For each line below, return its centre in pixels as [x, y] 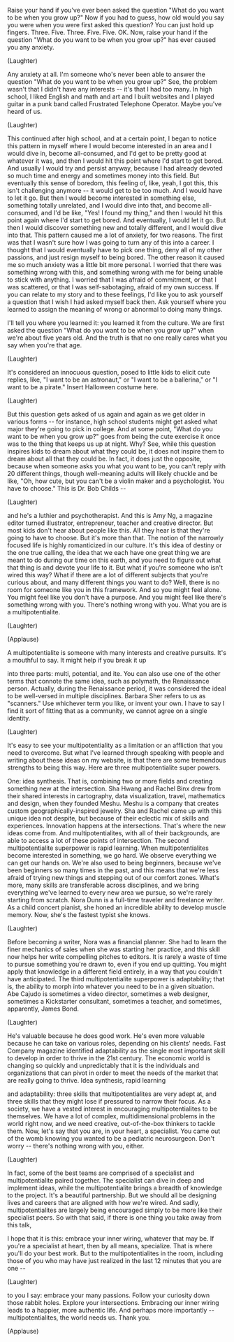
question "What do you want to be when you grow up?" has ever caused [112, 40]
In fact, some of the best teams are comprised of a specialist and [101, 1173]
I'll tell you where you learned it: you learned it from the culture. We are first [116, 323]
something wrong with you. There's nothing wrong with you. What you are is [117, 605]
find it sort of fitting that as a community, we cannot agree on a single [107, 711]
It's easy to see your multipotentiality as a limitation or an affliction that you [115, 745]
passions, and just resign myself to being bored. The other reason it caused [116, 257]
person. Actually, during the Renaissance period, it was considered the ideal [117, 688]
